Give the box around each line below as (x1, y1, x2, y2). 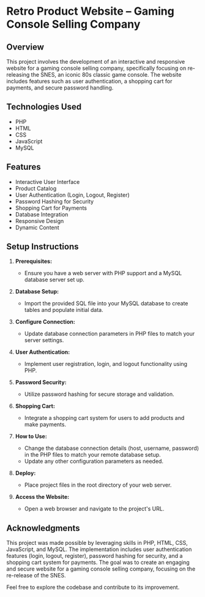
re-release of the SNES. (6, 572, 66, 579)
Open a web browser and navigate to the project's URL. (24, 505, 165, 512)
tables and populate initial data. (24, 306, 103, 314)
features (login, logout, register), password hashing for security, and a (6, 552, 183, 560)
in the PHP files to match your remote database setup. (24, 451, 161, 458)
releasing (6, 71, 30, 78)
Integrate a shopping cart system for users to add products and (24, 414, 185, 422)
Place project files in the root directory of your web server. (24, 481, 172, 489)
